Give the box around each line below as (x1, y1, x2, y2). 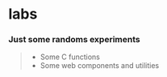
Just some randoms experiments (8, 34, 140, 45)
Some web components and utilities (40, 61, 160, 71)
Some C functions (40, 52, 101, 62)
